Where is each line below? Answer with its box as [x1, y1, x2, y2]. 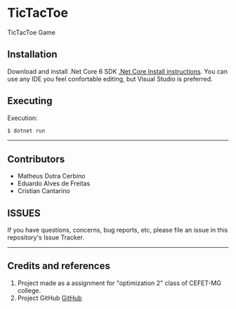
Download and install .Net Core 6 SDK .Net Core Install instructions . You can [7, 67, 228, 75]
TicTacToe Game [7, 28, 56, 37]
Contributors [7, 153, 65, 165]
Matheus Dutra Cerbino [17, 172, 86, 180]
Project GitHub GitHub [17, 294, 82, 302]
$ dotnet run [7, 127, 46, 134]
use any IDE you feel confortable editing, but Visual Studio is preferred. [7, 74, 213, 83]
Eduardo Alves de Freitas [17, 179, 91, 188]
